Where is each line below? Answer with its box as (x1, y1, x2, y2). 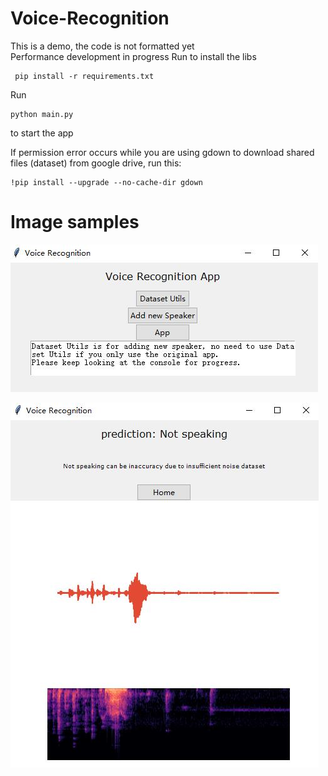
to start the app (10, 127, 74, 139)
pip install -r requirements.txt (14, 71, 155, 81)
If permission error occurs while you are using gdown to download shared (10, 146, 315, 158)
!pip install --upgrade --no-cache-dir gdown (10, 177, 203, 187)
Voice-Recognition (10, 7, 170, 30)
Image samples (10, 211, 140, 234)
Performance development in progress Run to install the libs (10, 50, 257, 62)
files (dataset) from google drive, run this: (10, 157, 182, 169)
